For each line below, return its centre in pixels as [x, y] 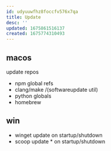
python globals [33, 96]
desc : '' [17, 23]
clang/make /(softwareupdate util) [56, 89]
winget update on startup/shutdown [58, 135]
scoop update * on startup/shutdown [60, 141]
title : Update [24, 17]
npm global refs [34, 83]
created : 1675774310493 [36, 34]
